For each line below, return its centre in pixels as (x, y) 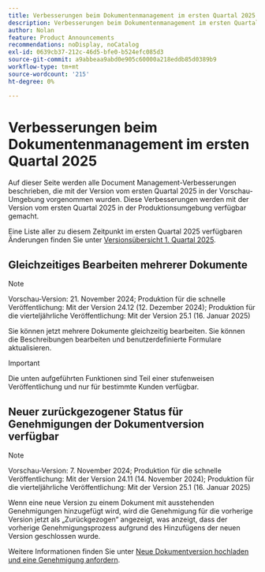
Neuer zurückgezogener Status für (96, 411)
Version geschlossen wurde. (54, 536)
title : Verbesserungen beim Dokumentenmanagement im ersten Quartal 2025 (132, 15)
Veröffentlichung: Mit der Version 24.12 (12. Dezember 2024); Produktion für (132, 308)
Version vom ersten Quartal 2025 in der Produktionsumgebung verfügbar (127, 208)
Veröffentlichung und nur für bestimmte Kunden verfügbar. (104, 387)
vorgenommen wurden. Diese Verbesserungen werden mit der (147, 200)
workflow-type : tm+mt (44, 67)
